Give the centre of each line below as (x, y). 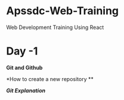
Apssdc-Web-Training (63, 11)
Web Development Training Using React (55, 27)
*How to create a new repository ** (50, 79)
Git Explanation (26, 91)
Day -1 (22, 51)
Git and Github (24, 67)
